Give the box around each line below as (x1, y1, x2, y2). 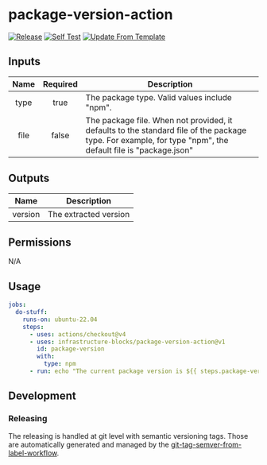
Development (8, 389, 77, 403)
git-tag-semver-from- (170, 440, 242, 449)
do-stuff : (15, 308, 48, 316)
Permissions (8, 235, 72, 249)
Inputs (8, 55, 41, 68)
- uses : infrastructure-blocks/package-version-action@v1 (29, 338, 226, 346)
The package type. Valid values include (85, 91, 232, 103)
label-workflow (8, 448, 57, 458)
